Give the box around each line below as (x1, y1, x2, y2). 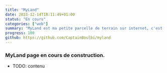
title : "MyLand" (5, 7, 39, 12)
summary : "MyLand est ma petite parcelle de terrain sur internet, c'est (5, 26, 163, 31)
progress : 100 (5, 30, 35, 35)
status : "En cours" (5, 16, 46, 21)
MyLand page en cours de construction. (5, 51, 105, 58)
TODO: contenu (12, 63, 45, 69)
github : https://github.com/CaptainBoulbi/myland (5, 35, 111, 40)
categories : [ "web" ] (5, 21, 49, 26)
